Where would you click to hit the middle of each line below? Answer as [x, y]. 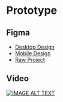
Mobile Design [33, 53]
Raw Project [30, 60]
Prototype [32, 10]
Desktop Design [35, 47]
